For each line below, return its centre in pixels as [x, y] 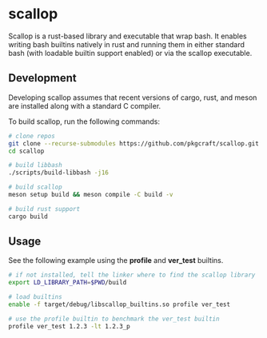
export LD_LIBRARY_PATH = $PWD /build [68, 283]
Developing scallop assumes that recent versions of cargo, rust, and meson [133, 97]
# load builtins [35, 297]
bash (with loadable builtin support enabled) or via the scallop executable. [130, 53]
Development [43, 78]
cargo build [28, 217]
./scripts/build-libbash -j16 [59, 173]
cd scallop [26, 151]
